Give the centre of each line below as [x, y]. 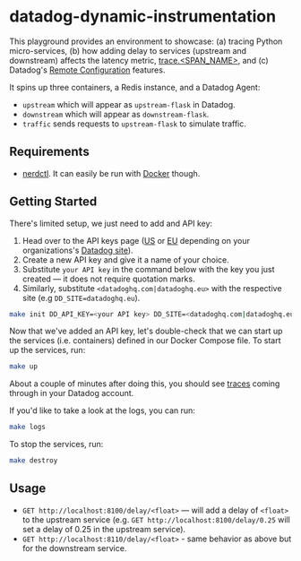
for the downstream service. [74, 548]
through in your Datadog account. [72, 393]
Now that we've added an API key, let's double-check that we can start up [146, 331]
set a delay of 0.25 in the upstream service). [104, 529]
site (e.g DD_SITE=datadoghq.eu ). [81, 298]
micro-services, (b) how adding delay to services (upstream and [128, 50]
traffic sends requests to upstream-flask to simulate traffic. [134, 124]
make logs [28, 427]
